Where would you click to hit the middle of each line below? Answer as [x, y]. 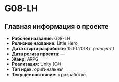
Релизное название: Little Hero [45, 43]
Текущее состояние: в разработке [48, 74]
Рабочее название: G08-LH [41, 38]
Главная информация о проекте [57, 27]
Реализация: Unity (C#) [37, 64]
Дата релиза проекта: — [38, 54]
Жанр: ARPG [25, 59]
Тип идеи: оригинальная [38, 69]
